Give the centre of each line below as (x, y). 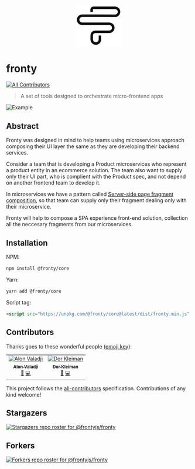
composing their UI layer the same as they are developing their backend (93, 146)
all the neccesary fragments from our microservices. (69, 225)
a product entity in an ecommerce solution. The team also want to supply (94, 170)
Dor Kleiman (65, 367)
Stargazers (27, 413)
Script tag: (18, 302)
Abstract (23, 126)
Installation (27, 243)
